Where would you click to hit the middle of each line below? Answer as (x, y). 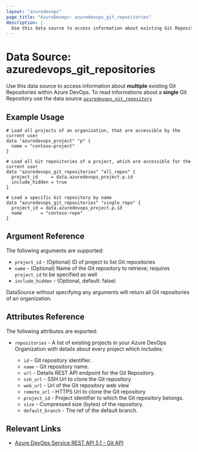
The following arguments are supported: (55, 250)
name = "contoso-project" (43, 146)
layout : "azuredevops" (34, 11)
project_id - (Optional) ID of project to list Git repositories (85, 262)
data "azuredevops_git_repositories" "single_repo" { (74, 203)
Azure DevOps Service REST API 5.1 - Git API (69, 443)
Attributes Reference (45, 317)
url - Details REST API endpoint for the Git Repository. (89, 372)
